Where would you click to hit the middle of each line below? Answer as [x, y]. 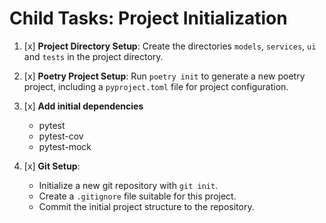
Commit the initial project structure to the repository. [146, 206]
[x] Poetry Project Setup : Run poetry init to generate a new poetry [164, 76]
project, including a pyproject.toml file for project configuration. [156, 86]
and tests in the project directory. [93, 56]
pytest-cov [61, 136]
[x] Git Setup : [52, 166]
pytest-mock [65, 146]
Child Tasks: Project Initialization [148, 18]
